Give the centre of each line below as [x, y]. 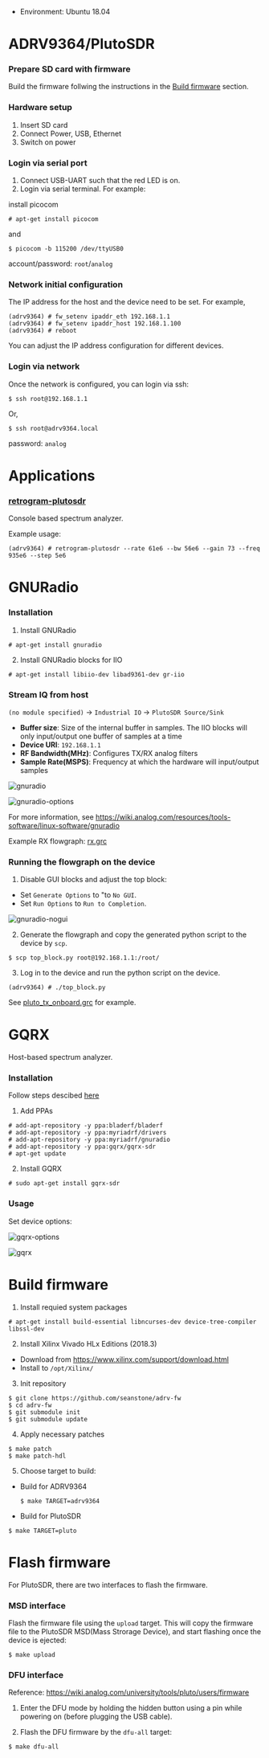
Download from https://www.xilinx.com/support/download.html [124, 1359]
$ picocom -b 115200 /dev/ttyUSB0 [66, 249]
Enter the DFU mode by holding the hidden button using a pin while [131, 1708]
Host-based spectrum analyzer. [61, 1057]
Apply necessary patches [62, 1434]
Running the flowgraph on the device [82, 861]
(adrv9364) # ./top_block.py [57, 987]
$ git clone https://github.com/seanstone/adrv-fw [95, 1398]
